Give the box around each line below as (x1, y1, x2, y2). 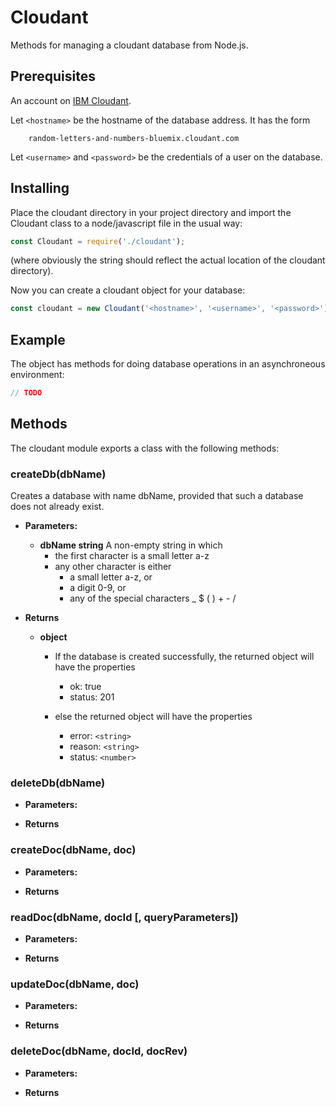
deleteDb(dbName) (10, 776, 106, 790)
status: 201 (69, 691, 115, 703)
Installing (10, 180, 70, 197)
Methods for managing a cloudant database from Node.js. (10, 39, 249, 51)
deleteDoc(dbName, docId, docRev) (10, 1044, 188, 1058)
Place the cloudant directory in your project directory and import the (10, 206, 292, 218)
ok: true (69, 681, 102, 693)
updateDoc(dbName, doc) (10, 977, 140, 991)
